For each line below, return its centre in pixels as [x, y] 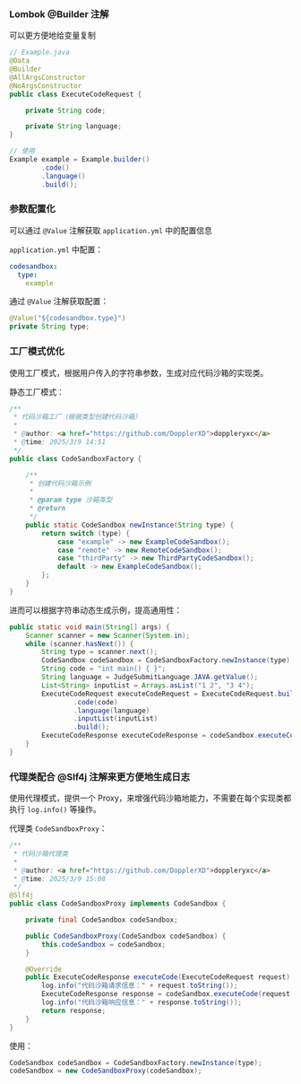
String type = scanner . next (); [100, 652]
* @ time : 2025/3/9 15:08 [59, 879]
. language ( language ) [112, 711]
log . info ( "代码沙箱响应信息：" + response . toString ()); [142, 1002]
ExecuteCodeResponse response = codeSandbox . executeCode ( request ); [170, 994]
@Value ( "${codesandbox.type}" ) [68, 319]
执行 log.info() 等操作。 [55, 809]
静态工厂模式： [37, 391]
